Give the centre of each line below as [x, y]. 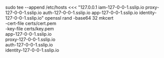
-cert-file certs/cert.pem [31, 23]
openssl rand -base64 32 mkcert [79, 18]
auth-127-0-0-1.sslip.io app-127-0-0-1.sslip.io [90, 13]
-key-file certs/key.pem [30, 29]
